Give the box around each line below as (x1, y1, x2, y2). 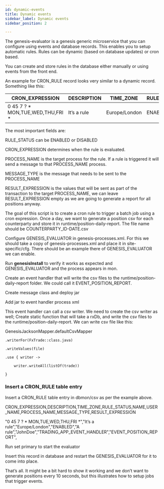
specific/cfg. (5, 246, 31, 252)
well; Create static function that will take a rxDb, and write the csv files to (5, 314, 152, 320)
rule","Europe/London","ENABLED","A (5, 424, 80, 429)
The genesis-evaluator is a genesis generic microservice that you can (5, 39, 145, 44)
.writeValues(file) (5, 346, 45, 351)
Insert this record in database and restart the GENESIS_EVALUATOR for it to (5, 453, 157, 459)
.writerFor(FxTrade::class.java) (5, 338, 73, 343)
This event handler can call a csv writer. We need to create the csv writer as (5, 308, 158, 315)
